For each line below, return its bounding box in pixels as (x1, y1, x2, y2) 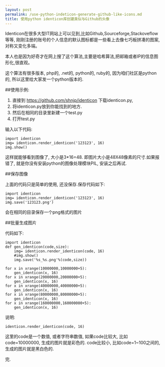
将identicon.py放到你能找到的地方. (12, 103, 82, 109)
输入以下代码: (5, 127, 33, 133)
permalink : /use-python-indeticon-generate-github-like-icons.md (5, 12, 142, 17)
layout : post (5, 7, 32, 12)
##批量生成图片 (5, 220, 37, 226)
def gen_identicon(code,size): (5, 244, 69, 250)
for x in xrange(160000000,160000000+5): (5, 301, 92, 306)
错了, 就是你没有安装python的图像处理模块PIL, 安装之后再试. (5, 160, 127, 166)
